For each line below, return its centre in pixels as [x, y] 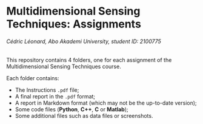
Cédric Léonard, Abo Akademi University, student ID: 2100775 [84, 41]
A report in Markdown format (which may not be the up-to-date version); [106, 103]
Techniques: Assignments [74, 24]
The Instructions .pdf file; [47, 90]
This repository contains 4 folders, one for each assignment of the [89, 60]
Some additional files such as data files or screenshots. [84, 116]
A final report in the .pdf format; [55, 97]
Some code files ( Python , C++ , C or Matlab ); [72, 109]
